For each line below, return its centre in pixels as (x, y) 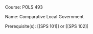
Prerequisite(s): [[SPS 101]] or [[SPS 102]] (47, 26)
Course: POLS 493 (24, 7)
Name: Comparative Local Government (45, 17)
